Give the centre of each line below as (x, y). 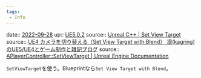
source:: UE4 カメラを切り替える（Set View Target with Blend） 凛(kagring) (100, 41)
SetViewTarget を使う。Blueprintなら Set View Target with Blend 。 (89, 68)
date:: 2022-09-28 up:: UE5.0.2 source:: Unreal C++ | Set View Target (94, 34)
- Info (17, 17)
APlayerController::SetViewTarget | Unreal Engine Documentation (87, 56)
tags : (13, 12)
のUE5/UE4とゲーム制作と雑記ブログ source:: (63, 49)
